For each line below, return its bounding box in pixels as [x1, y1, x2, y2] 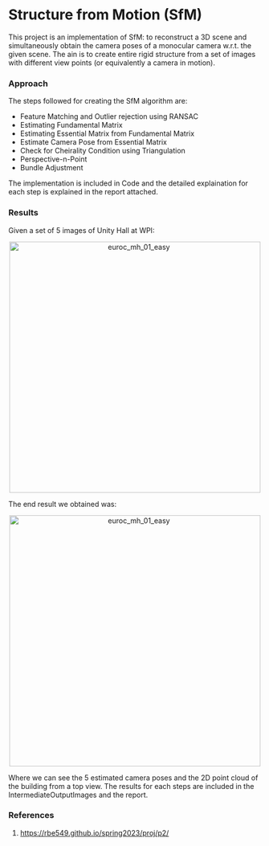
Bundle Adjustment [19, 163, 84, 173]
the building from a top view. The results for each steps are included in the [8, 781, 255, 791]
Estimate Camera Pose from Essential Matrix [19, 137, 167, 147]
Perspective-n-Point [19, 154, 88, 164]
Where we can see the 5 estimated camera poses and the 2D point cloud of [8, 773, 259, 783]
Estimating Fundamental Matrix [19, 121, 123, 130]
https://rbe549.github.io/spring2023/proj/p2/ [19, 828, 169, 837]
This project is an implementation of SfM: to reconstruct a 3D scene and [8, 32, 247, 42]
